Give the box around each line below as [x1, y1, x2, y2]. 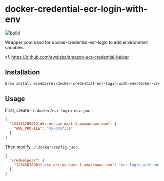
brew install [5, 81, 32, 86]
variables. [5, 44, 25, 50]
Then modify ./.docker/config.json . [5, 144, 79, 150]
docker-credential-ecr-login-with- [5, 3, 148, 15]
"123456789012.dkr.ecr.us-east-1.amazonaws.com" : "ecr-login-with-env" [14, 162, 163, 167]
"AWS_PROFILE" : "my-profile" [14, 126, 73, 131]
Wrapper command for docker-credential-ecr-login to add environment [5, 39, 148, 45]
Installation [5, 68, 40, 77]
